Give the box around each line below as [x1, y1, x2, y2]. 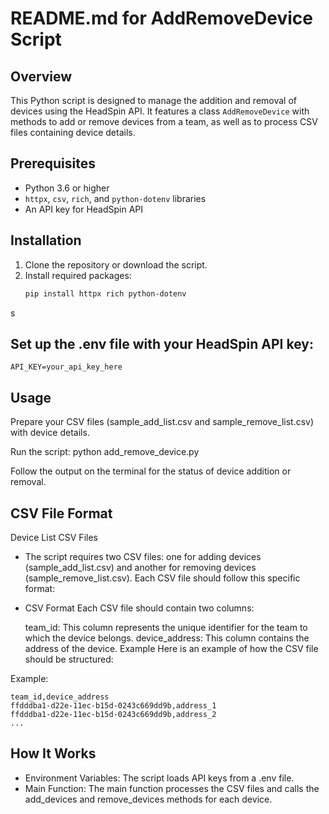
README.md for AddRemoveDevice [10, 7, 313, 30]
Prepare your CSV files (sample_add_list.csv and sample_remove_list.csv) [10, 416, 315, 428]
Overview [10, 68, 73, 85]
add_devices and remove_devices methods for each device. [24, 793, 273, 805]
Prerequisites [10, 155, 96, 172]
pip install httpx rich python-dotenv [24, 288, 187, 299]
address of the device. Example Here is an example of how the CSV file [24, 642, 319, 654]
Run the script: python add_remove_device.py [10, 446, 200, 458]
